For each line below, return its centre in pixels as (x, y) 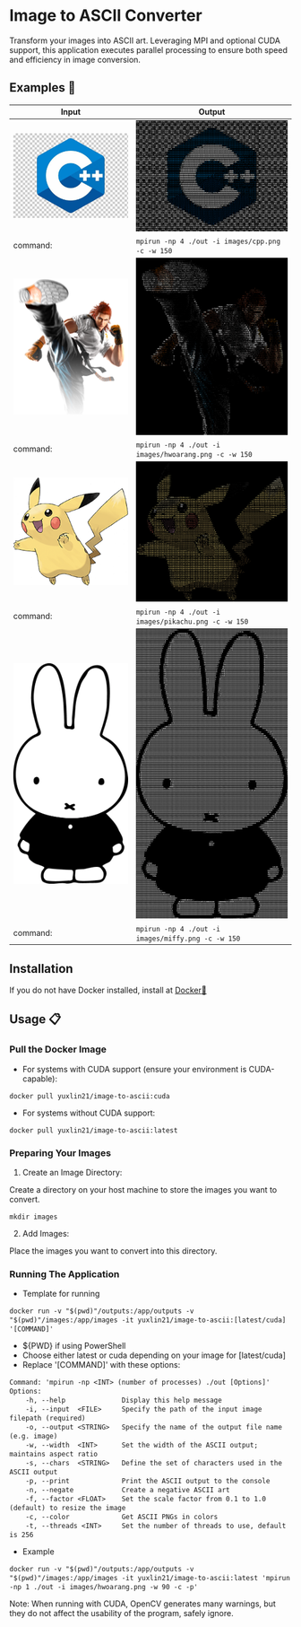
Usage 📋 (35, 1019)
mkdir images (34, 1217)
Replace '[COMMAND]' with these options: (101, 1365)
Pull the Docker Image (58, 1049)
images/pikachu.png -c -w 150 (192, 621)
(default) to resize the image (68, 1509)
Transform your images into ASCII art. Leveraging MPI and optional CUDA (145, 40)
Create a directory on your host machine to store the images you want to (143, 1189)
